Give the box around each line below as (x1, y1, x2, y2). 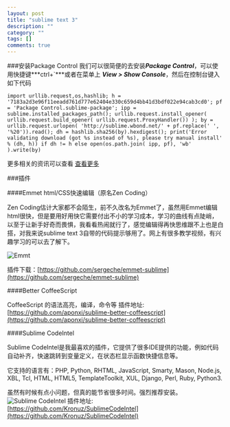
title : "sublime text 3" (7, 16, 78, 23)
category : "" (7, 29, 45, 36)
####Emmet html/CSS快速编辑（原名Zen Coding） (7, 189, 152, 196)
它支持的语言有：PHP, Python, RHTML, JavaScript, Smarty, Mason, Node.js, (7, 367, 222, 374)
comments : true (7, 42, 51, 49)
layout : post (7, 10, 45, 17)
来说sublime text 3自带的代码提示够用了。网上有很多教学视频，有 (30, 229, 216, 237)
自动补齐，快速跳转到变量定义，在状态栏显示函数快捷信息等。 (7, 351, 182, 360)
